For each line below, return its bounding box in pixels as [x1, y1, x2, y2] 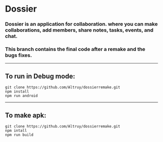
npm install [5, 89, 29, 94]
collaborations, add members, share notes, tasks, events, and [5, 27, 154, 33]
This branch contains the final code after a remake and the [5, 46, 146, 53]
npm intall [5, 128, 27, 133]
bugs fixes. [5, 52, 33, 59]
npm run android [5, 94, 38, 98]
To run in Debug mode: [5, 72, 75, 80]
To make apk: [5, 111, 47, 119]
